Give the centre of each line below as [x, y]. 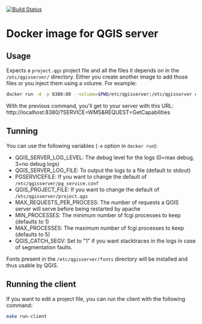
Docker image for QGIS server [82, 34]
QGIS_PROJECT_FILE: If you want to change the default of [87, 189]
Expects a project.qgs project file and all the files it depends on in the [93, 70]
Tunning [22, 131]
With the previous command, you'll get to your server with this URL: [90, 106]
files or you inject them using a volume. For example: [72, 83]
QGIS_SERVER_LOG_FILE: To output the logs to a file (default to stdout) [103, 170]
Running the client [41, 284]
